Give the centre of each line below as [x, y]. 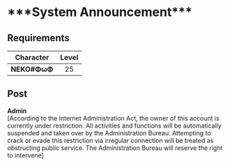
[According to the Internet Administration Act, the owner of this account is [113, 118]
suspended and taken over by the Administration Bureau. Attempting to [109, 133]
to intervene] [25, 155]
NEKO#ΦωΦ [32, 69]
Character [32, 58]
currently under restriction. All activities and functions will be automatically [114, 126]
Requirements [38, 38]
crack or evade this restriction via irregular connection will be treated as [110, 140]
